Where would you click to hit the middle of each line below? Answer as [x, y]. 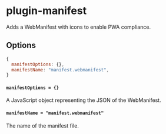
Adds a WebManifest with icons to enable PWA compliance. [79, 27]
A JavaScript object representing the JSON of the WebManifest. [84, 100]
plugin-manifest [47, 11]
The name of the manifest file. [43, 126]
